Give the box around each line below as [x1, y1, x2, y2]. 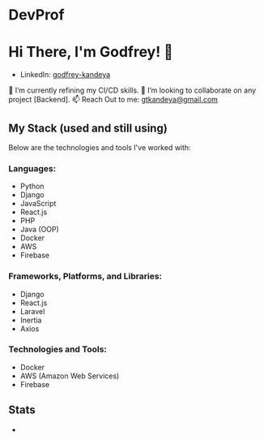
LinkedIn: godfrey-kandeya [19, 70, 111, 80]
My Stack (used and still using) [8, 121, 168, 135]
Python [19, 181, 45, 192]
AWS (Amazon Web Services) [19, 371, 120, 381]
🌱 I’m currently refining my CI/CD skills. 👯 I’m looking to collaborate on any [8, 85, 257, 95]
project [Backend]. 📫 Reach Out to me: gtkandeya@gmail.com [8, 95, 219, 105]
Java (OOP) [19, 225, 59, 235]
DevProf [8, 6, 65, 24]
